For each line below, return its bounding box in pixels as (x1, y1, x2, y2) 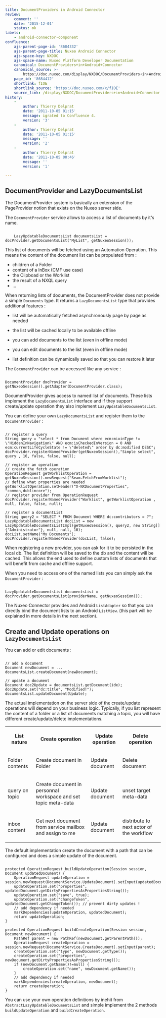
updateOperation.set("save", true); (14, 893, 90, 898)
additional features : (5, 303, 46, 309)
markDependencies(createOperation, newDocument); (14, 979, 119, 984)
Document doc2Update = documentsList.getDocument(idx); (5, 682, 123, 687)
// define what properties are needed (5, 480, 85, 485)
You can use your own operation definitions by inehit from (5, 997, 124, 1003)
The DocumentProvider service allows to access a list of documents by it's (5, 215, 155, 221)
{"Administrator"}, (5, 527, 45, 533)
